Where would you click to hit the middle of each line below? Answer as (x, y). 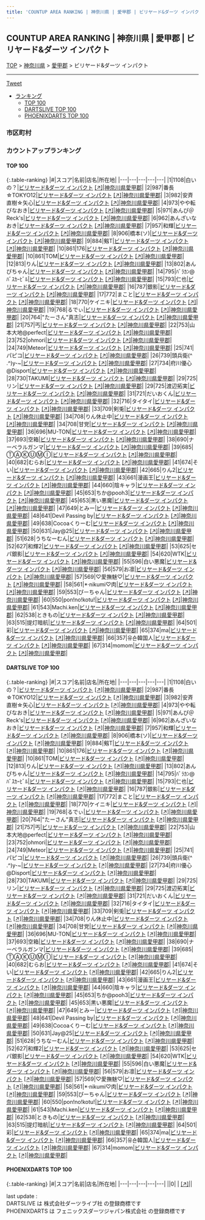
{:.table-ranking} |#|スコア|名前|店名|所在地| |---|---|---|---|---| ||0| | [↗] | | (99, 1184)
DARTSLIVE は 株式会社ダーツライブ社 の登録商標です (74, 1203)
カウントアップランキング (44, 151)
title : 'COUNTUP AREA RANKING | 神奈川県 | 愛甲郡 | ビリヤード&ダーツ (92, 12)
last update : (22, 1196)
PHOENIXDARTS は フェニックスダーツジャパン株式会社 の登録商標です (96, 1211)
